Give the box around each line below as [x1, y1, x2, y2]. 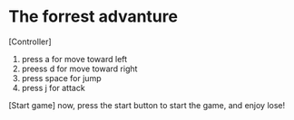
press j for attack [21, 82, 85, 93]
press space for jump [21, 72, 102, 83]
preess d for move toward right [21, 63, 138, 74]
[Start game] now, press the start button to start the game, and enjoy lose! [8, 99, 286, 110]
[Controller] [8, 36, 52, 47]
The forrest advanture [8, 6, 179, 27]
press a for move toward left [21, 53, 128, 64]
